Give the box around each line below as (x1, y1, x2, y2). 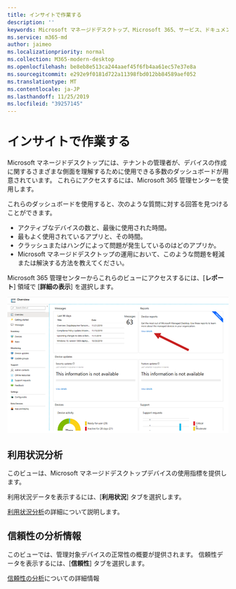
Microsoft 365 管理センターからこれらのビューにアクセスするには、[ (7, 274, 206, 282)
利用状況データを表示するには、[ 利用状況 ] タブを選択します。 (7, 493, 185, 501)
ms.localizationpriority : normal (7, 49, 105, 56)
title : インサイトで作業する (7, 11, 82, 18)
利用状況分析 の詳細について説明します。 (7, 507, 124, 517)
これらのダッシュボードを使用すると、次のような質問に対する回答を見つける (7, 200, 229, 208)
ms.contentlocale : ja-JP (7, 85, 80, 93)
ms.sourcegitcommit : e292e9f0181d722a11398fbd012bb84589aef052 (7, 70, 197, 77)
